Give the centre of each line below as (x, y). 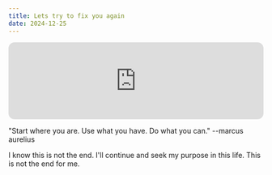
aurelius (21, 139)
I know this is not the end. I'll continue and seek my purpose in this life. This (135, 155)
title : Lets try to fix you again (67, 16)
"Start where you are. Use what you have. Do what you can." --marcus (126, 130)
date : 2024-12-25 (38, 23)
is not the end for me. (44, 164)
